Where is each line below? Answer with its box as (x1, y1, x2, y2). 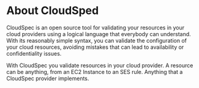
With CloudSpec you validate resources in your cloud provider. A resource (6, 62, 193, 69)
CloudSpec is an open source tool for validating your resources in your (6, 24, 185, 31)
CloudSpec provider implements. (6, 75, 89, 82)
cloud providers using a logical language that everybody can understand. (6, 30, 191, 37)
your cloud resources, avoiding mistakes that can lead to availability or (6, 43, 184, 51)
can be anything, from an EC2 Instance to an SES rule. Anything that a (6, 68, 183, 75)
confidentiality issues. (6, 50, 62, 57)
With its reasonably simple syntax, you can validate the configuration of (6, 37, 187, 44)
